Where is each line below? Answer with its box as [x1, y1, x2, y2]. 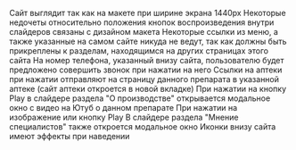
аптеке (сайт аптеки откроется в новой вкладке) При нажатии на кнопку [9, 84, 287, 94]
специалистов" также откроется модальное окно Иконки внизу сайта [9, 121, 276, 132]
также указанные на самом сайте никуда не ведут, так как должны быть [9, 36, 287, 46]
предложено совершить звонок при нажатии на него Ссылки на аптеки [9, 64, 283, 75]
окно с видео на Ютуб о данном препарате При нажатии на [9, 103, 238, 112]
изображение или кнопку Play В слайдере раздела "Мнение [9, 112, 239, 122]
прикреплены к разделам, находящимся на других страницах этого [9, 46, 269, 56]
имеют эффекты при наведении [9, 131, 130, 141]
